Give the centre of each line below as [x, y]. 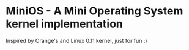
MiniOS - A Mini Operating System [94, 11]
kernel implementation [65, 24]
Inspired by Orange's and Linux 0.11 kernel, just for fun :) [76, 40]
